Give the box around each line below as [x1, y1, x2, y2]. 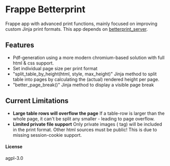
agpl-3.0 [5, 155, 24, 161]
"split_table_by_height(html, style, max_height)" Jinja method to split [12, 71, 157, 77]
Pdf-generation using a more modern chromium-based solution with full [12, 54, 165, 60]
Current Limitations [5, 96, 69, 106]
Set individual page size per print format [12, 65, 98, 71]
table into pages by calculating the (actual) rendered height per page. [12, 76, 160, 82]
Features [5, 41, 34, 50]
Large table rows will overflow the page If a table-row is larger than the [12, 110, 165, 116]
